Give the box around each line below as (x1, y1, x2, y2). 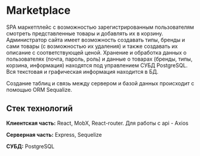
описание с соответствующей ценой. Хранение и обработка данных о (6, 49, 187, 56)
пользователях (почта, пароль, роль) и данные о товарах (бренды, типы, (6, 55, 193, 62)
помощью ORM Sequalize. (6, 86, 72, 93)
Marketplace (6, 4, 71, 17)
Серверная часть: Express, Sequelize (6, 131, 102, 138)
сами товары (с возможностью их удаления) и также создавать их (6, 43, 178, 50)
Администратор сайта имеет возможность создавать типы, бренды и (6, 36, 186, 43)
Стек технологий (6, 103, 73, 114)
